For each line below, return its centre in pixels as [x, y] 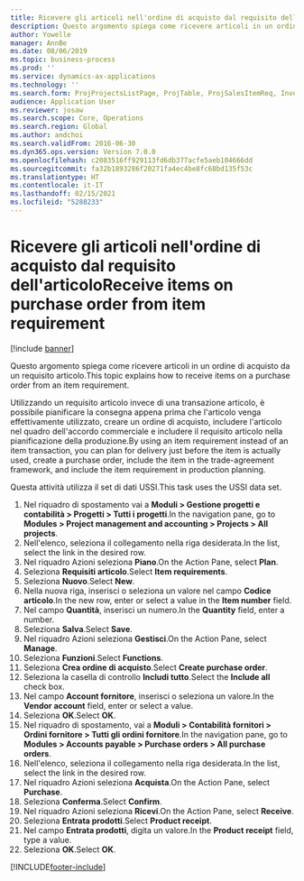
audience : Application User [63, 101]
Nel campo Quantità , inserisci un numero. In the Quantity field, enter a [154, 610]
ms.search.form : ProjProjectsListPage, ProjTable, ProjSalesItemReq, [144, 93]
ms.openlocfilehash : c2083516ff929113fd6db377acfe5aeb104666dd [132, 160]
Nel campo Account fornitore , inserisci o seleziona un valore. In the [148, 696]
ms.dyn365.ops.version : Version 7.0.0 [83, 151]
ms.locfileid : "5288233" [57, 202]
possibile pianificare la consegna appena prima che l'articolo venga [136, 412]
